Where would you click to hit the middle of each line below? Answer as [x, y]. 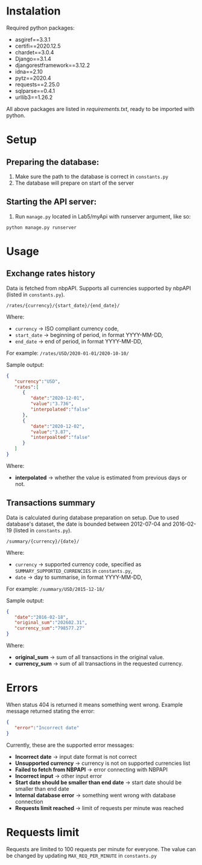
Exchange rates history [51, 274]
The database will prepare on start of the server [74, 183]
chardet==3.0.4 [34, 52]
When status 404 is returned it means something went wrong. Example [94, 705]
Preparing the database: [53, 162]
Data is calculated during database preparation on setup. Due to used [93, 517]
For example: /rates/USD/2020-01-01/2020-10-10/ [68, 353]
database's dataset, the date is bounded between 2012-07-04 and [89, 524]
